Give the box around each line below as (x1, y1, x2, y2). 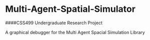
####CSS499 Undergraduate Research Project (5, 20, 103, 26)
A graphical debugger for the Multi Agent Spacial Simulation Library (5, 29, 145, 35)
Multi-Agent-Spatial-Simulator (5, 3, 136, 15)
